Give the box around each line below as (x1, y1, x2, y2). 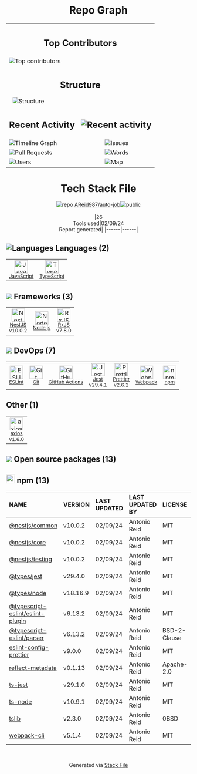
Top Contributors (43, 37, 117, 49)
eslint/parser (9, 634, 44, 642)
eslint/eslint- (9, 609, 45, 617)
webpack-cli (9, 731, 45, 739)
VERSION (63, 500, 90, 509)
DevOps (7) (13, 346, 56, 356)
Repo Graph (69, 4, 128, 17)
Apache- (162, 660, 188, 668)
